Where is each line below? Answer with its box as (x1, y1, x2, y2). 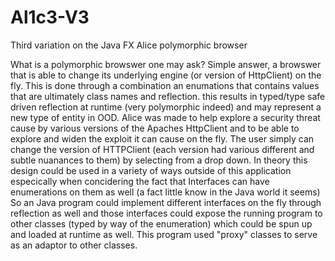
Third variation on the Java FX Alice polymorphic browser (10, 39, 248, 51)
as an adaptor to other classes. (10, 239, 138, 251)
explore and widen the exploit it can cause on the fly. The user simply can (10, 132, 315, 145)
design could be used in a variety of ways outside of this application (10, 164, 292, 176)
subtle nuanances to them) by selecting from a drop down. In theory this (10, 154, 308, 166)
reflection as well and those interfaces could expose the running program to (10, 207, 323, 219)
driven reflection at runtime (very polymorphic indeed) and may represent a (10, 101, 322, 113)
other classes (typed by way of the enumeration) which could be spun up (10, 217, 313, 230)
